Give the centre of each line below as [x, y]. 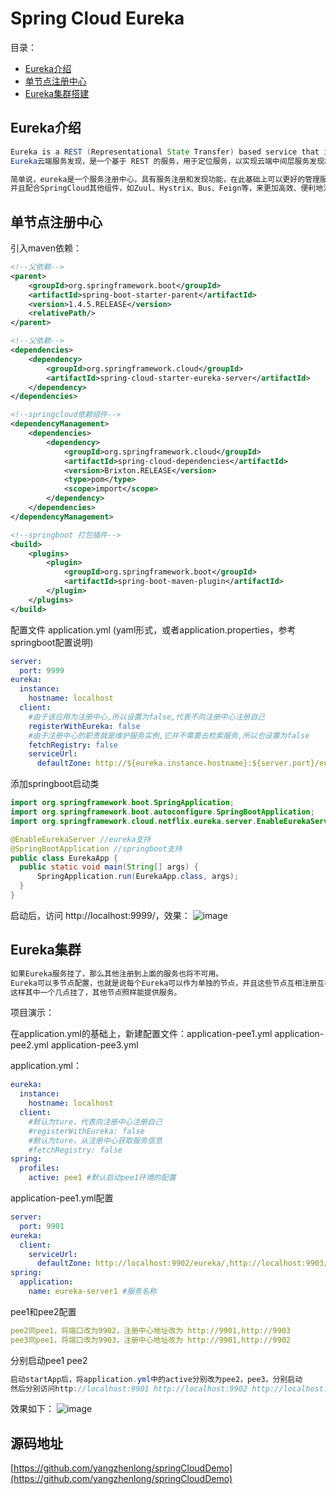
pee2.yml [29, 1045]
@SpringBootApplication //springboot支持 [96, 848]
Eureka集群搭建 [57, 93]
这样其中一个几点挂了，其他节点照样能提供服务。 [96, 992]
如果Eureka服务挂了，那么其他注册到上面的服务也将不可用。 [117, 973]
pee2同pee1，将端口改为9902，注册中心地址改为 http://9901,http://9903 [150, 1330]
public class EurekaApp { [64, 858]
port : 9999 [42, 670]
